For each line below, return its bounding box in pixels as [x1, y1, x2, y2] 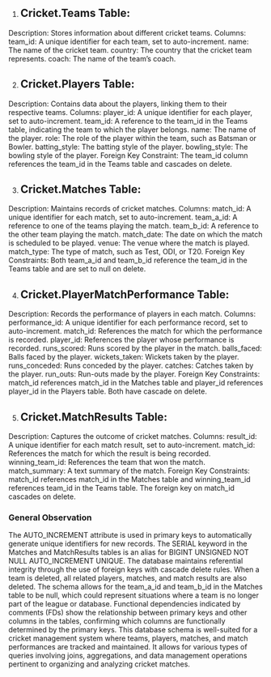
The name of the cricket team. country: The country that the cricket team [8, 45, 252, 55]
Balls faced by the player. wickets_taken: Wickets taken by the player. [8, 352, 239, 362]
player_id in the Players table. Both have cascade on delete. [8, 386, 208, 396]
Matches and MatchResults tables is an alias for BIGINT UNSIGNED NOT [8, 547, 249, 557]
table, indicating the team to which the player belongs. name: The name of [8, 125, 256, 134]
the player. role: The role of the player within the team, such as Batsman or [8, 133, 257, 143]
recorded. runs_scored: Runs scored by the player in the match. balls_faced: [8, 343, 263, 353]
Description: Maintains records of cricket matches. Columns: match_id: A [8, 204, 252, 214]
